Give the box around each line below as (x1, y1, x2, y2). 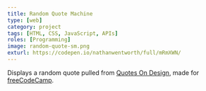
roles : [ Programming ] (7, 36, 71, 43)
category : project (7, 23, 61, 30)
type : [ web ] (7, 17, 42, 24)
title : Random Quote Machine (7, 10, 93, 17)
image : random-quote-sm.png (7, 43, 90, 50)
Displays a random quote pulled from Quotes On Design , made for (7, 68, 200, 77)
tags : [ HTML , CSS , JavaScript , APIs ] (7, 29, 119, 37)
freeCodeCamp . (7, 76, 54, 84)
